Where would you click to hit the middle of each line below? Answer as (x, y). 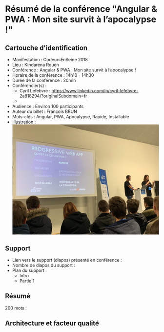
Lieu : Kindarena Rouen (36, 65)
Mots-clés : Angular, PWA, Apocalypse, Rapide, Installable (71, 117)
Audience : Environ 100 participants (48, 106)
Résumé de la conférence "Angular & (81, 9)
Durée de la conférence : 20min (44, 80)
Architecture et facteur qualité (52, 323)
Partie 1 (27, 281)
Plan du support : (30, 270)
